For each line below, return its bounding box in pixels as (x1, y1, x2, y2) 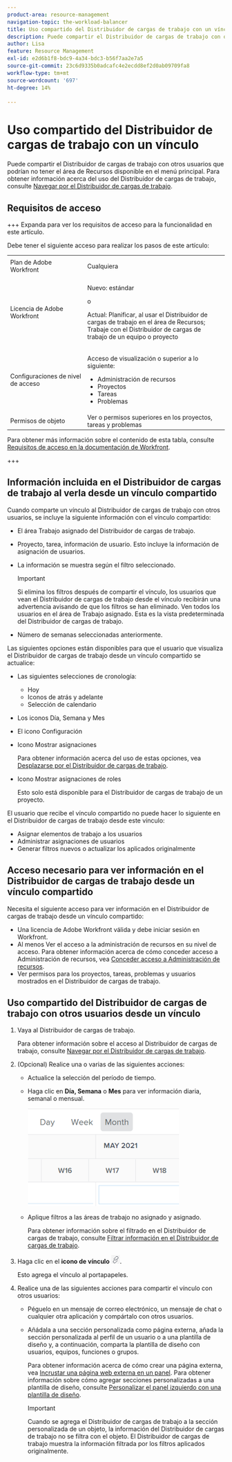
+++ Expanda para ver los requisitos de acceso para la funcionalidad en (7, 220, 213, 229)
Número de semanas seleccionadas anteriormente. (17, 631, 163, 639)
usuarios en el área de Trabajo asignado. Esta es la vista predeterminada (17, 610, 224, 618)
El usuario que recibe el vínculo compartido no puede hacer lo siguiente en (7, 809, 221, 817)
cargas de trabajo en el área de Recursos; (87, 318, 206, 326)
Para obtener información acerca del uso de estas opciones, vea (17, 754, 202, 762)
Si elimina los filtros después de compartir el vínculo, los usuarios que (17, 588, 216, 596)
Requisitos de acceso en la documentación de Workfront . (7, 443, 171, 451)
